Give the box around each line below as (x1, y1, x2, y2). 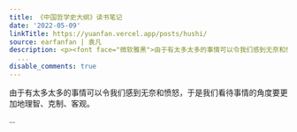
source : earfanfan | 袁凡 (9, 37, 102, 47)
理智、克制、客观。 (24, 99, 95, 108)
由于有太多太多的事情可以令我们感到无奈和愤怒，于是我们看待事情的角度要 (9, 88, 280, 98)
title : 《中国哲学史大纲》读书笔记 (9, 12, 123, 22)
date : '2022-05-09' (9, 21, 81, 30)
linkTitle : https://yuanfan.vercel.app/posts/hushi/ (9, 29, 208, 38)
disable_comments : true (9, 62, 97, 71)
